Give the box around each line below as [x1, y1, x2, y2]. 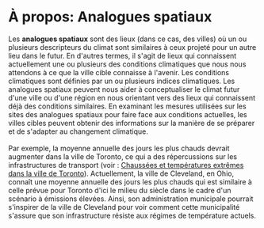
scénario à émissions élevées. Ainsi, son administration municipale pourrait [8, 194, 254, 203]
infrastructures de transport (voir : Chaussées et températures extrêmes [8, 160, 244, 169]
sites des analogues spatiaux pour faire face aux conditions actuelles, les [8, 109, 247, 119]
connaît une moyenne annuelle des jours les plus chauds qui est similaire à [8, 177, 252, 186]
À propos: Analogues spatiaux [8, 8, 212, 26]
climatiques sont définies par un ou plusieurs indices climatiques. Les [8, 76, 235, 85]
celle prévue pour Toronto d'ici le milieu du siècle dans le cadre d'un [8, 185, 231, 195]
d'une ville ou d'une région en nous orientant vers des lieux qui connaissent [8, 93, 256, 102]
